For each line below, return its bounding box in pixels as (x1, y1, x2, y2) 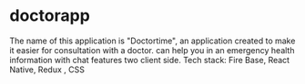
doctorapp (9, 5, 91, 26)
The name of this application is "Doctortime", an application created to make (9, 35, 296, 46)
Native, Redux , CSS (9, 64, 85, 75)
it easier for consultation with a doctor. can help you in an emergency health (9, 44, 295, 55)
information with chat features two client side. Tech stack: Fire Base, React (9, 54, 290, 65)
